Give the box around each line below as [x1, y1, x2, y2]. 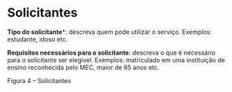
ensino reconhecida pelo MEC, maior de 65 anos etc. [7, 63, 160, 71]
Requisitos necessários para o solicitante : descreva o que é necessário [7, 48, 216, 57]
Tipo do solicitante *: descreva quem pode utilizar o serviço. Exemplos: [7, 28, 212, 36]
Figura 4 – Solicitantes [7, 76, 71, 84]
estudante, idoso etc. [7, 35, 68, 43]
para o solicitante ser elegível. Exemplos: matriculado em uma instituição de [7, 55, 225, 64]
